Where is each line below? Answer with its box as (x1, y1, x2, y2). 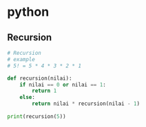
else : (19, 94, 36, 101)
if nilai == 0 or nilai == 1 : (19, 81, 107, 88)
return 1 (32, 87, 57, 95)
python (7, 4, 50, 20)
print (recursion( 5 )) (7, 113, 67, 120)
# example (7, 56, 36, 62)
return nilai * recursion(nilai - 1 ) (32, 100, 140, 107)
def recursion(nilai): (7, 75, 72, 82)
